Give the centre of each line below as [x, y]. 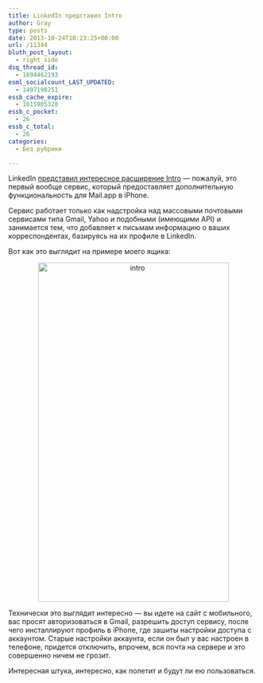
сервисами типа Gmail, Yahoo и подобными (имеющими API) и [114, 219]
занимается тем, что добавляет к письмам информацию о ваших [119, 228]
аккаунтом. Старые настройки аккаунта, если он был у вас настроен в [129, 638]
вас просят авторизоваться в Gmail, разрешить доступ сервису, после [128, 622]
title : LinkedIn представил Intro [66, 16]
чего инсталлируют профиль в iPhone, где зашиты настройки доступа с [130, 630]
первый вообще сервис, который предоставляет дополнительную [121, 187]
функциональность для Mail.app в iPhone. [79, 195]
